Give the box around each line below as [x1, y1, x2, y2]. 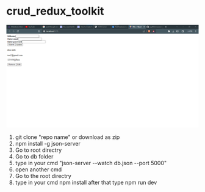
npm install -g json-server [15, 140, 81, 147]
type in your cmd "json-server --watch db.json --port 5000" [15, 159, 167, 166]
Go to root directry [15, 146, 62, 154]
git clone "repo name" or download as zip [15, 133, 120, 141]
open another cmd [15, 166, 62, 173]
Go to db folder [15, 152, 54, 160]
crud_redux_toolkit [6, 4, 104, 18]
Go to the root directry [15, 172, 71, 179]
